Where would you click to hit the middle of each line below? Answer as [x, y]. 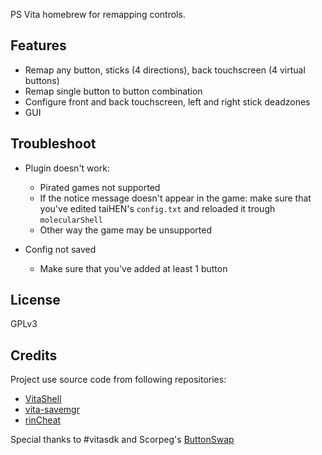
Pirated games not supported [100, 187]
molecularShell [71, 220]
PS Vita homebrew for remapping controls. [98, 14]
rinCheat [43, 420]
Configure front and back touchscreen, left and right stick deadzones [167, 101]
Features [38, 45]
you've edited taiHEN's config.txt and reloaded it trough [157, 208]
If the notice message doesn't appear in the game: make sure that [175, 198]
